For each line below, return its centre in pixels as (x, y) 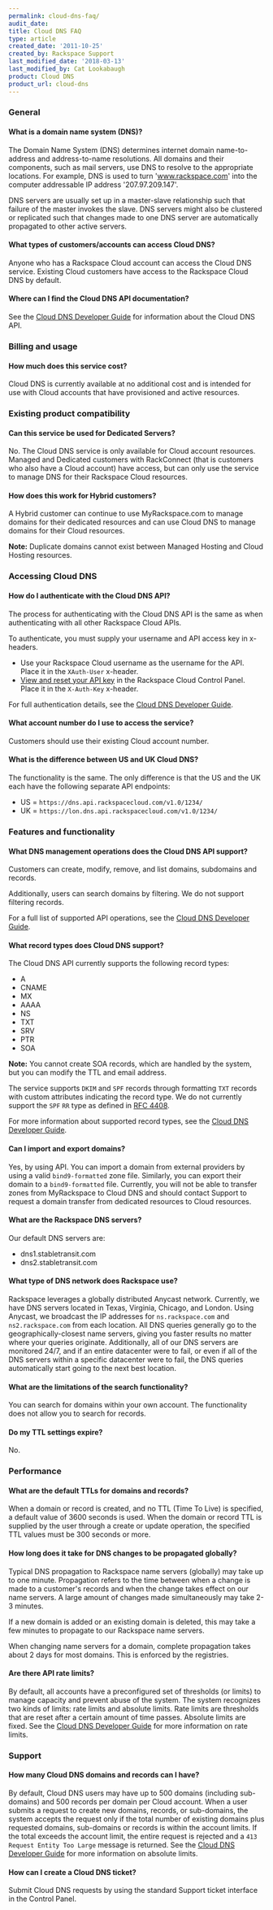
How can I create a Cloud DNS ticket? (72, 1872)
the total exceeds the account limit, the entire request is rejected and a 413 (133, 1836)
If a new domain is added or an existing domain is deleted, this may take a (132, 1621)
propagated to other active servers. (68, 226)
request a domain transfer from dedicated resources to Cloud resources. (130, 1201)
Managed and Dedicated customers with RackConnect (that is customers (131, 459)
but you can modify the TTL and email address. (87, 1072)
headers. (23, 646)
